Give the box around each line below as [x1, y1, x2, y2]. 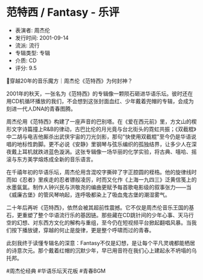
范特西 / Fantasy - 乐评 [6, 5, 120, 19]
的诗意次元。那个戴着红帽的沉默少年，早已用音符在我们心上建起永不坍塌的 [6, 247, 192, 254]
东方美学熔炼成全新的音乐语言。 [16, 155, 97, 163]
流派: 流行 [14, 42, 40, 49]
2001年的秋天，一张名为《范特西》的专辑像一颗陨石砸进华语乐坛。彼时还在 [6, 90, 193, 97]
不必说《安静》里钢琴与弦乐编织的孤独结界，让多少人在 [53, 140, 192, 148]
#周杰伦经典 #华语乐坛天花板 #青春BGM [6, 267, 106, 275]
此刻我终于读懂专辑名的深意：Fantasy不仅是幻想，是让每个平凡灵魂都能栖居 [6, 239, 195, 246]
